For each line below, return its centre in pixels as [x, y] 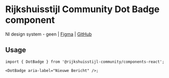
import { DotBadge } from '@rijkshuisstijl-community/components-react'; [85, 62]
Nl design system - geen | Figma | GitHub [49, 34]
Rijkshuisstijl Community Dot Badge [82, 9]
